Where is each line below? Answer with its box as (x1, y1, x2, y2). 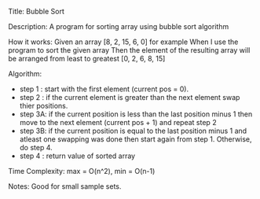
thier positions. (19, 101, 68, 110)
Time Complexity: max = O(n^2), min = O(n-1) (8, 167, 156, 175)
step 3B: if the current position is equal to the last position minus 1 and (19, 126, 247, 135)
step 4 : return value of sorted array (19, 151, 136, 160)
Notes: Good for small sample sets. (8, 182, 122, 191)
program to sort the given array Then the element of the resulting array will (8, 46, 251, 54)
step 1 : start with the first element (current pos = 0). (19, 84, 189, 94)
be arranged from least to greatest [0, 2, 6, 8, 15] (8, 54, 166, 63)
